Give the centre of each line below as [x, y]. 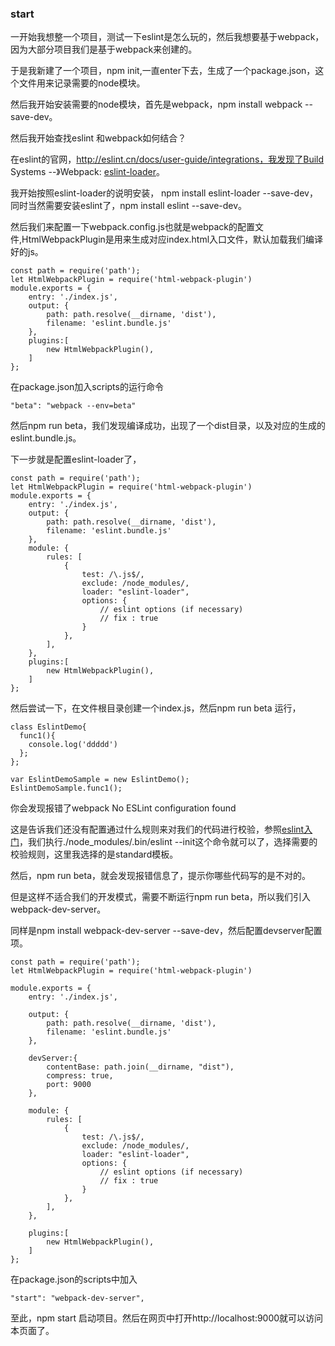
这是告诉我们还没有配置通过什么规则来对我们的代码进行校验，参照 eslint [157, 829]
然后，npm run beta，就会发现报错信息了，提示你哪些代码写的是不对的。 [161, 876]
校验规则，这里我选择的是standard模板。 [94, 854]
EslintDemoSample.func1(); [66, 788]
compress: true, [80, 1076]
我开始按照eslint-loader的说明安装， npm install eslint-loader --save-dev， [164, 193]
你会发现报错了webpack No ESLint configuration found [123, 808]
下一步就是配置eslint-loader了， [76, 459]
